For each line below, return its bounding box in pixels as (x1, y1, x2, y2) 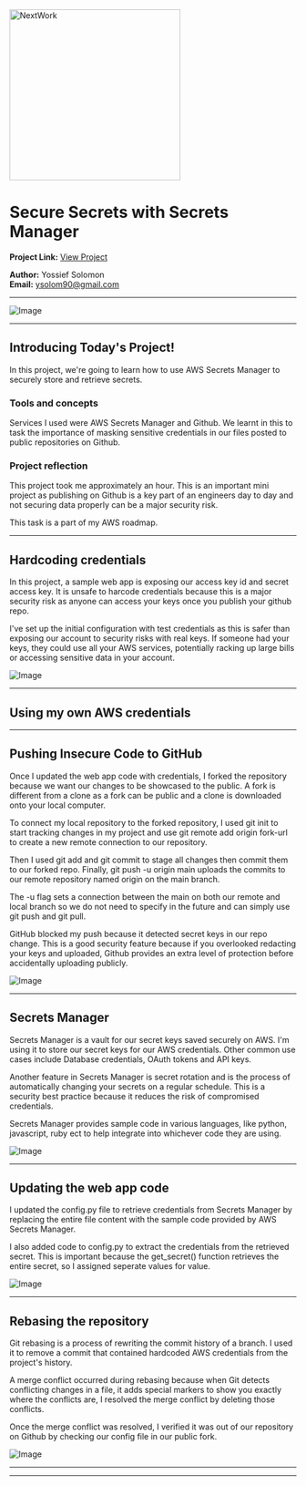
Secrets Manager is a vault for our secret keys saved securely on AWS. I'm (9, 1034, 290, 1045)
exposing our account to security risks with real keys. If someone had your (9, 633, 290, 644)
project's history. (9, 1357, 73, 1368)
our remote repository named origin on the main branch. (9, 873, 220, 884)
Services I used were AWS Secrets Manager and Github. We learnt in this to (9, 418, 293, 428)
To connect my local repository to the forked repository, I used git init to (9, 817, 279, 828)
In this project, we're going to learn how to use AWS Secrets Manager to (9, 364, 280, 375)
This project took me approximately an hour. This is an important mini (9, 480, 270, 491)
